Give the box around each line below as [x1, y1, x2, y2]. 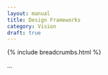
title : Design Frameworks [7, 17, 81, 23]
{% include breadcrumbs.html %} [7, 48, 101, 56]
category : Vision [7, 23, 57, 30]
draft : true [7, 29, 41, 36]
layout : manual [7, 10, 51, 17]
